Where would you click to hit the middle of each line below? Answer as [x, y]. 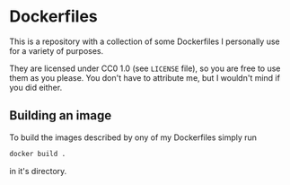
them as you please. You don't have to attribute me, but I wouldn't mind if [145, 77]
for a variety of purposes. [57, 50]
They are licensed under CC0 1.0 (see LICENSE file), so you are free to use [145, 68]
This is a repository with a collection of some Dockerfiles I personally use [145, 41]
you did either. [36, 87]
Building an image [61, 115]
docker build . [38, 154]
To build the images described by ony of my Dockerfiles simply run [133, 137]
